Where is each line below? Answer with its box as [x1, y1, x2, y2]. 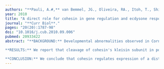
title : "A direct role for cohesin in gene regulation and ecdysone [5, 16, 147, 21]
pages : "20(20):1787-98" [5, 25, 56, 30]
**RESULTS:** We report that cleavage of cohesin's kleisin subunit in [5, 47, 154, 52]
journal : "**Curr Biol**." [5, 20, 60, 26]
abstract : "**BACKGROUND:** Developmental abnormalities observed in [5, 39, 150, 44]
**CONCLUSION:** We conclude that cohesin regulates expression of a [5, 56, 150, 61]
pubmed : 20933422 [5, 34, 41, 39]
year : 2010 [5, 12, 27, 17]
